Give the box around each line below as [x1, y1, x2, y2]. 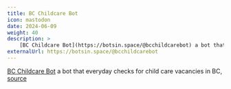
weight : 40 [7, 29, 38, 36]
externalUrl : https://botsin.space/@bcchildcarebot [7, 49, 158, 55]
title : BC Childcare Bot [7, 10, 78, 17]
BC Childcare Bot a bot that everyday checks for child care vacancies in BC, [7, 66, 223, 75]
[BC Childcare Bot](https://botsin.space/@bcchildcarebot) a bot [19, 42, 211, 49]
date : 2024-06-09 [7, 23, 57, 29]
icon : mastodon [7, 16, 51, 23]
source [7, 74, 27, 82]
